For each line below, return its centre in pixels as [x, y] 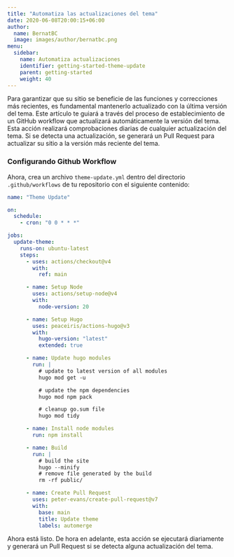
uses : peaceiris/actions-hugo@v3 [81, 326]
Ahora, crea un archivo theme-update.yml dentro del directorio [96, 177]
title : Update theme [68, 519]
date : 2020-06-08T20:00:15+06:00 [56, 20]
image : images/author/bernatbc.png [66, 40]
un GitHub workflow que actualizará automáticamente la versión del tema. [114, 121]
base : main [54, 512]
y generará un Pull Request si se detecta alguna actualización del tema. [110, 546]
